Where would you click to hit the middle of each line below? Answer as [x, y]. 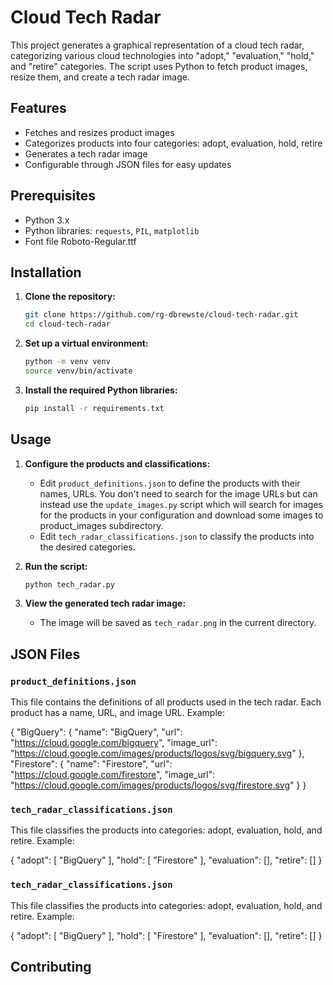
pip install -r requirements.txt [94, 408]
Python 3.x [47, 220]
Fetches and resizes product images [99, 132]
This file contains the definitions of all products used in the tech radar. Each [166, 702]
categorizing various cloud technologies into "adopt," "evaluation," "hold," [162, 55]
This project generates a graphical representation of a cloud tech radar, [157, 45]
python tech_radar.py [69, 584]
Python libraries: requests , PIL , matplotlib [112, 230]
